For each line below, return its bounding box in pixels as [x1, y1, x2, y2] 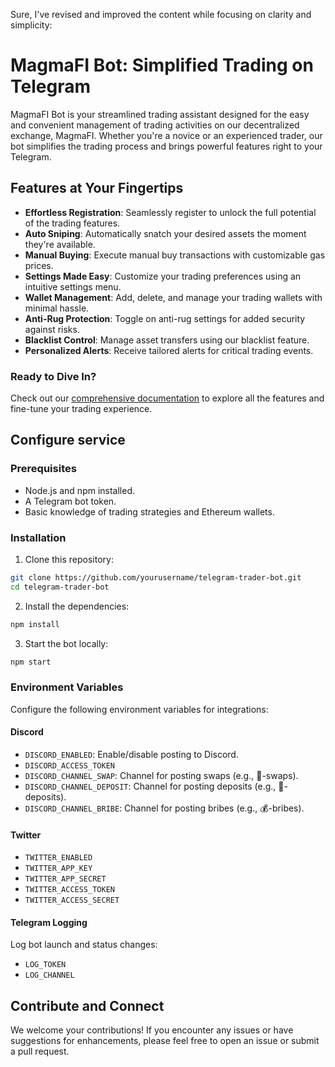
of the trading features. [24, 217, 121, 229]
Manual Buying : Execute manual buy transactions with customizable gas [24, 249, 326, 261]
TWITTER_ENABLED [24, 853, 93, 863]
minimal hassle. [24, 302, 90, 314]
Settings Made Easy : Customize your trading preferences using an [24, 270, 302, 282]
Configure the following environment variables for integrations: [10, 703, 269, 715]
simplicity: [10, 19, 53, 31]
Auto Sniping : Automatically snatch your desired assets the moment [24, 227, 307, 239]
